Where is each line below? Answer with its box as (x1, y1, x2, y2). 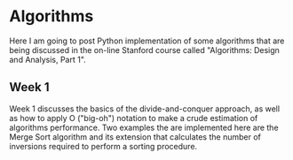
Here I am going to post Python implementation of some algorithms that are (9, 35, 285, 46)
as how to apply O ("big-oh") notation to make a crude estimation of (9, 112, 258, 123)
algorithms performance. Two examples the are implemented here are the (9, 122, 279, 133)
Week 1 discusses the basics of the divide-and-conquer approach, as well (9, 103, 281, 114)
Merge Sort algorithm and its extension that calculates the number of (9, 131, 262, 142)
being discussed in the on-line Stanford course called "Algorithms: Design (9, 44, 280, 55)
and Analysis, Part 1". (9, 54, 86, 65)
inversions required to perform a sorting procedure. (9, 141, 198, 151)
